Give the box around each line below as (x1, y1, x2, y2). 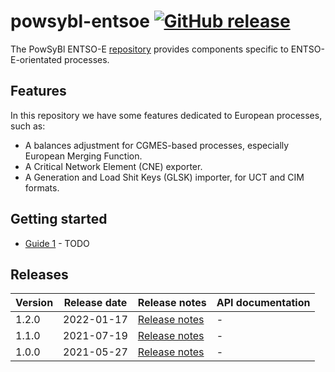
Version (15, 296, 54, 310)
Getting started (10, 211, 108, 228)
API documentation (216, 296, 311, 310)
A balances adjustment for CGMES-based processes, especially (24, 139, 290, 151)
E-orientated (10, 53, 63, 65)
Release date (63, 296, 128, 310)
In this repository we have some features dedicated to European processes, (10, 109, 323, 121)
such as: (10, 120, 46, 132)
